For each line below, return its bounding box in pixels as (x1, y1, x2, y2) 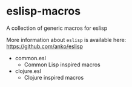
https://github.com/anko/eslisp (6, 43, 84, 50)
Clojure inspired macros (24, 74, 84, 81)
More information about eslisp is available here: (6, 36, 127, 43)
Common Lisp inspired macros (24, 61, 101, 68)
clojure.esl (15, 67, 41, 74)
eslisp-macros (6, 4, 81, 18)
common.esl (15, 54, 47, 61)
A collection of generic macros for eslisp (6, 24, 108, 32)
